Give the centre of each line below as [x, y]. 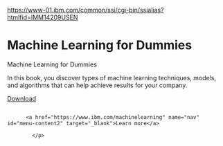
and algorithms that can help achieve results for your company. [97, 85]
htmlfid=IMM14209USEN [43, 17]
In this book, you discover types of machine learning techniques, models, [112, 77]
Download [22, 98]
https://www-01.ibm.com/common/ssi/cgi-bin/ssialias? [86, 10]
